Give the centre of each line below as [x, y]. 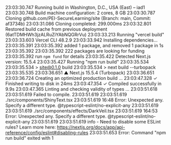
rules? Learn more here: [31, 127]
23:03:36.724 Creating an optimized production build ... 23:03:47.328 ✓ [81, 78]
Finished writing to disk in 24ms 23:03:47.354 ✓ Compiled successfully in [83, 84]
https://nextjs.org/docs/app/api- [91, 127]
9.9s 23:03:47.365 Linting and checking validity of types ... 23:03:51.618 [81, 89]
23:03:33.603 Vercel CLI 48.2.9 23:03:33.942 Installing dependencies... [82, 40]
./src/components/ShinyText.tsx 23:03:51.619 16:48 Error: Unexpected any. [84, 100]
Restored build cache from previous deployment [56, 29]
